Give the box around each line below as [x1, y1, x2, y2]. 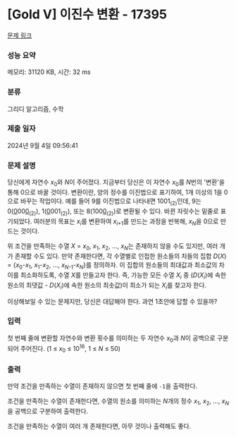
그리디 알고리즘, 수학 [7, 104, 64, 113]
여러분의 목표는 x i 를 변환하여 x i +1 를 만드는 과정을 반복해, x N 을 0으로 [33, 216, 219, 227]
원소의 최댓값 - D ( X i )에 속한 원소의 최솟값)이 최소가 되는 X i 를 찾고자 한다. [7, 281, 206, 291]
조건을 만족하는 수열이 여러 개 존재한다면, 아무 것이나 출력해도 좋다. [7, 422, 192, 431]
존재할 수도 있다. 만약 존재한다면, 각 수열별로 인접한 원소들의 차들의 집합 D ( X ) [14, 252, 227, 261]
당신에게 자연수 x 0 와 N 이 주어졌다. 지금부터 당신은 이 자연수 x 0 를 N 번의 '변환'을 [7, 178, 225, 187]
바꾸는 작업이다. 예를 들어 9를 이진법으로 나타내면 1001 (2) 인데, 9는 [20, 197, 202, 207]
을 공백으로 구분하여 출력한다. [7, 407, 89, 416]
